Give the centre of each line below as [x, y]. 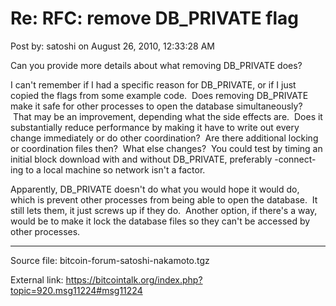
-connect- [295, 159]
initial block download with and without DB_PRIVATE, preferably [141, 159]
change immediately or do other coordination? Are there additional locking [164, 138]
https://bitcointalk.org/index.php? [134, 279]
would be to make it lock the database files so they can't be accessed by [160, 221]
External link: [37, 279]
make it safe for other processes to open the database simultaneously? [156, 106]
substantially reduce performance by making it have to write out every [155, 127]
